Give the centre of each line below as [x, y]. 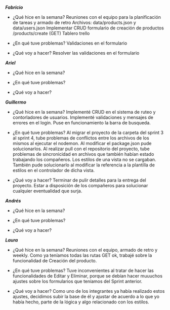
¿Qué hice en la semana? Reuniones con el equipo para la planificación [87, 17]
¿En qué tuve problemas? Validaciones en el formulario [70, 43]
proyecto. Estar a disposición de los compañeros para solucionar [80, 185]
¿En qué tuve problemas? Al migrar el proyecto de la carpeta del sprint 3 [88, 132]
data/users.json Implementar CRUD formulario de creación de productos [88, 28]
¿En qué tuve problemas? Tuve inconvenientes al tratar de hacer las [83, 270]
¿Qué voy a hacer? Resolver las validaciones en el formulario [76, 53]
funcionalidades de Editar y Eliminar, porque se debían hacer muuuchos [88, 276]
